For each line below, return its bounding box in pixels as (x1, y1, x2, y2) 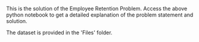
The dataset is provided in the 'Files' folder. (6, 29, 113, 36)
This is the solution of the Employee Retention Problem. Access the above (6, 5, 188, 12)
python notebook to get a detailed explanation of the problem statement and (6, 11, 194, 18)
